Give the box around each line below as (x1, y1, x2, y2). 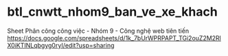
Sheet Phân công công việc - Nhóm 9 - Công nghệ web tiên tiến (7, 27, 190, 35)
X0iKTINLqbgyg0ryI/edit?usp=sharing (7, 41, 115, 49)
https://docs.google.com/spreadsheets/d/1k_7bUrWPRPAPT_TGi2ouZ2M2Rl (7, 33, 222, 42)
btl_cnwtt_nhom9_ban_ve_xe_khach (7, 4, 218, 20)
